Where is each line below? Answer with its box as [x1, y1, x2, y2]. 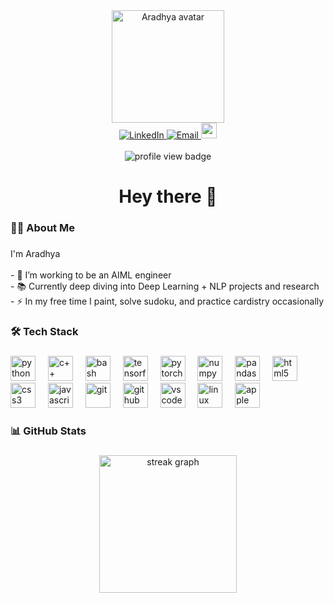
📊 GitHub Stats [10, 424, 87, 438]
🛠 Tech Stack [10, 324, 79, 338]
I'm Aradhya [10, 248, 61, 260]
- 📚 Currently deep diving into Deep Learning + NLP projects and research [10, 280, 320, 293]
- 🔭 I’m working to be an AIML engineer [10, 269, 172, 281]
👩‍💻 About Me [10, 221, 75, 235]
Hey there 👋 [118, 185, 218, 208]
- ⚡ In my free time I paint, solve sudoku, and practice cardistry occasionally [10, 295, 325, 308]
